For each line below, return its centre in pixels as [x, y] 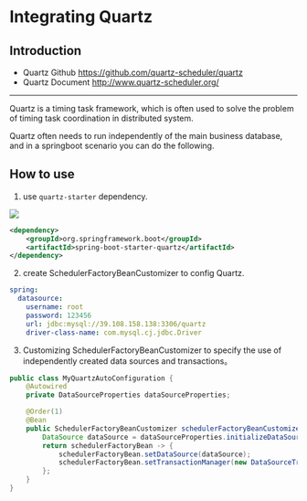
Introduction [46, 51]
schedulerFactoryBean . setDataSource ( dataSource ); [154, 454]
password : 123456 [59, 315]
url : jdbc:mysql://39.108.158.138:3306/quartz [116, 324]
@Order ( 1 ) [45, 412]
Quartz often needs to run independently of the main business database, [146, 136]
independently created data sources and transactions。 [127, 361]
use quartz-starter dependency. [85, 196]
